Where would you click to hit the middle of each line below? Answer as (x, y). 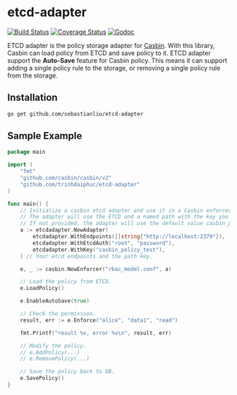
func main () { (28, 204)
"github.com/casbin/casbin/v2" (66, 178)
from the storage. (32, 75)
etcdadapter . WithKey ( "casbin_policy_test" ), (99, 250)
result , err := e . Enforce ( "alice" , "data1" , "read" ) (99, 320)
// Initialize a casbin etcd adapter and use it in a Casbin (111, 210)
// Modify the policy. (53, 346)
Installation (32, 98)
